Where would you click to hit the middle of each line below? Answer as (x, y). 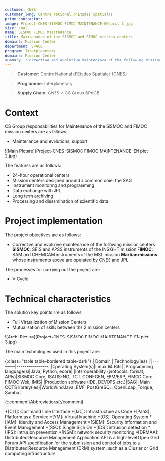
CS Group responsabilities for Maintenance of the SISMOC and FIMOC (76, 126)
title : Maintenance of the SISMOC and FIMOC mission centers (69, 37)
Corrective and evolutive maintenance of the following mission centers (83, 245)
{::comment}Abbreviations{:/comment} (44, 402)
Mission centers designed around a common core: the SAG (72, 181)
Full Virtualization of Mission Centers (49, 322)
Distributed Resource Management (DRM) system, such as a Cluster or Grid (82, 448)
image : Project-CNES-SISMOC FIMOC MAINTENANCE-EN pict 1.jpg (69, 23)
